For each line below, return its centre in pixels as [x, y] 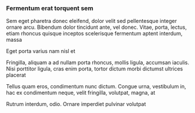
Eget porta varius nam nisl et [41, 51]
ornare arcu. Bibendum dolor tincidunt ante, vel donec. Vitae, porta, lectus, [96, 27]
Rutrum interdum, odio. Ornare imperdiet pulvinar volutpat [76, 104]
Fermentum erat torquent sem [50, 8]
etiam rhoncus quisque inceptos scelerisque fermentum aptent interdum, [95, 34]
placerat [16, 75]
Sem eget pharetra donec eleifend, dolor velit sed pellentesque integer [92, 21]
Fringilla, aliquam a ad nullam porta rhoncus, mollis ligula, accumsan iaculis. [98, 62]
